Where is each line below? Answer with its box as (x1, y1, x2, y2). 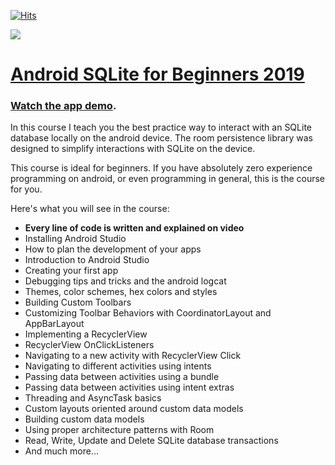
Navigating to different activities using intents (24, 360, 212, 372)
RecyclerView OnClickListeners (24, 339, 155, 351)
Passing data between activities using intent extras (24, 381, 235, 394)
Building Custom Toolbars (24, 296, 132, 309)
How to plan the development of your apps (24, 243, 202, 255)
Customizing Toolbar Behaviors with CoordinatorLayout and (24, 307, 272, 319)
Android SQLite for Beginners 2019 (10, 63, 305, 86)
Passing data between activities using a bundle (24, 371, 220, 383)
